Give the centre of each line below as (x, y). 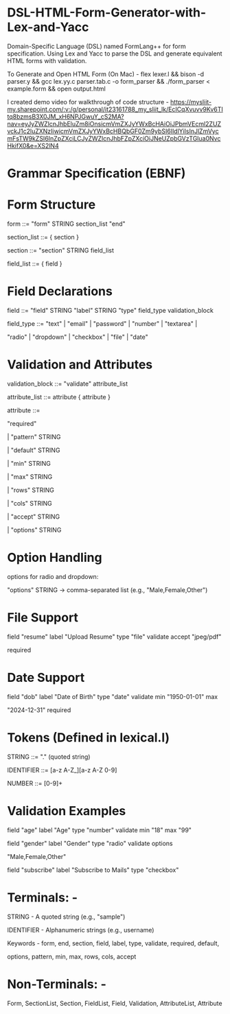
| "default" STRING (34, 450)
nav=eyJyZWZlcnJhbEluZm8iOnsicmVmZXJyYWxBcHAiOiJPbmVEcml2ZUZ (114, 123)
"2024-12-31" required (39, 710)
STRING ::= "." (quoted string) (49, 757)
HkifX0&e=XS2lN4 (33, 145)
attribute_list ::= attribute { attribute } (59, 397)
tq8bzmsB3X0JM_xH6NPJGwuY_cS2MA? (66, 116)
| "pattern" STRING (34, 436)
